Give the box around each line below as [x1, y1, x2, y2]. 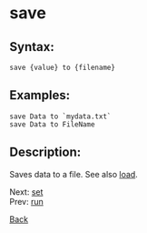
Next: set [9, 186, 44, 198]
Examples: [9, 87, 71, 103]
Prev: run [9, 196, 44, 207]
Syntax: [9, 39, 54, 55]
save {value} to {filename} [9, 63, 116, 72]
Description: [9, 145, 82, 160]
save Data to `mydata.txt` [9, 112, 112, 121]
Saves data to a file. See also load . [9, 168, 138, 179]
